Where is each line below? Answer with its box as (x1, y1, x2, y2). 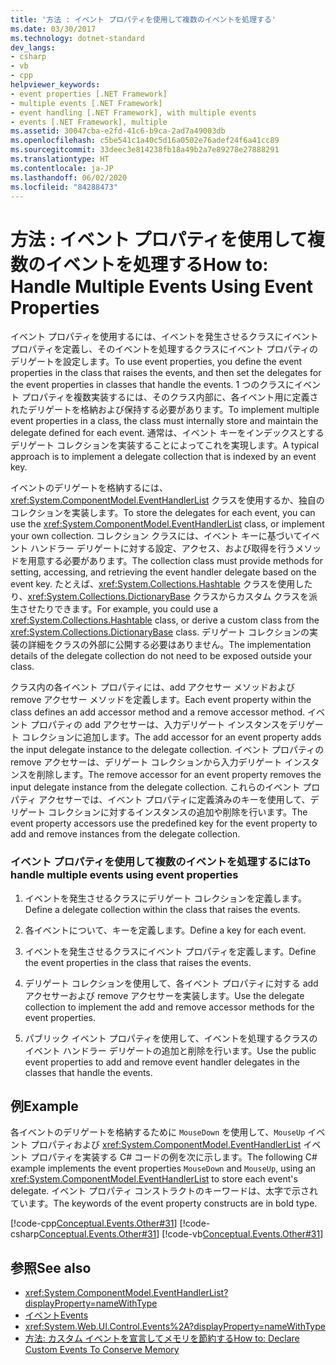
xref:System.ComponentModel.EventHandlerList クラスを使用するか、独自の (10, 494, 325, 506)
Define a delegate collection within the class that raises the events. (24, 903, 301, 915)
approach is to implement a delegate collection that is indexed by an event (10, 451, 317, 463)
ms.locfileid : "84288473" (10, 182, 118, 192)
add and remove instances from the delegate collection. (10, 828, 241, 840)
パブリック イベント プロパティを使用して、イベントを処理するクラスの (24, 1032, 318, 1044)
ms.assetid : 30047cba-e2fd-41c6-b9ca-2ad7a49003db (10, 126, 226, 136)
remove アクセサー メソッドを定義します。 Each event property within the (10, 694, 312, 706)
